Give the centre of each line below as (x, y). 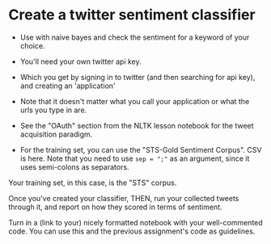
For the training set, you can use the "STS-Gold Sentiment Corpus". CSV (141, 149)
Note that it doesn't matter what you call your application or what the (135, 101)
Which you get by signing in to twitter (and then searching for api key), (138, 77)
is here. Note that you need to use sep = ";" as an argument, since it (135, 158)
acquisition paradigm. (56, 134)
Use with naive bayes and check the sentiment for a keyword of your (135, 37)
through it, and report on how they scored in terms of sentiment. (115, 207)
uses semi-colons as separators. (74, 166)
